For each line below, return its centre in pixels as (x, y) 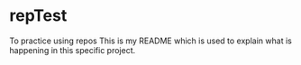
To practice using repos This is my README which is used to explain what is (151, 41)
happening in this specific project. (73, 50)
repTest (38, 16)
